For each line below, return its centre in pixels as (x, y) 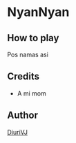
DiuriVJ (17, 132)
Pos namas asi (28, 54)
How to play (33, 38)
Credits (23, 76)
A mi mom (31, 93)
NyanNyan (38, 12)
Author (22, 115)
